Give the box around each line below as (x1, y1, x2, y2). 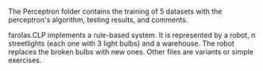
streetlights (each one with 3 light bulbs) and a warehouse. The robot (8, 39, 234, 48)
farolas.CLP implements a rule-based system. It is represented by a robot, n (8, 31, 256, 39)
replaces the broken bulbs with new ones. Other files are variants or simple (8, 47, 254, 56)
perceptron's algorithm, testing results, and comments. (8, 15, 188, 24)
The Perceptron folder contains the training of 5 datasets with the (8, 7, 222, 16)
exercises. (8, 55, 42, 65)
